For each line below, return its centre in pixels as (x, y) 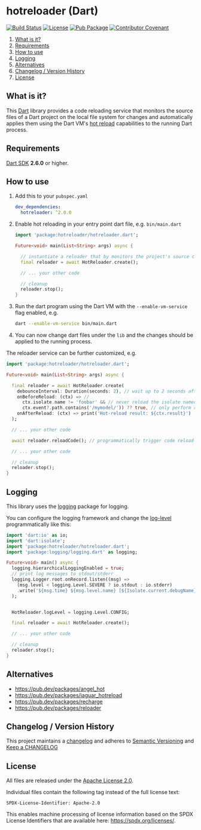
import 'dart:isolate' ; (36, 541)
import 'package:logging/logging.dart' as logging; (72, 552)
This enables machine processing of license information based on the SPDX (100, 814)
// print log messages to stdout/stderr (63, 574)
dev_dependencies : (38, 207)
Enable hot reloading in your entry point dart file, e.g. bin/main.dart (98, 224)
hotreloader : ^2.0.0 (46, 213)
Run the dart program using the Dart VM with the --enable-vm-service (101, 306)
